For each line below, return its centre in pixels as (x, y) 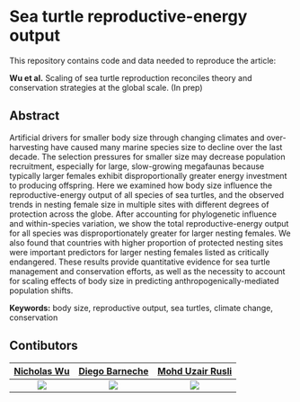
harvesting (29, 147)
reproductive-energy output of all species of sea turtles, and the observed (147, 194)
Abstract (35, 116)
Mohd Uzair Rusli (194, 371)
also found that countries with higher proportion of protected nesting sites (146, 242)
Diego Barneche (114, 371)
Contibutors (44, 346)
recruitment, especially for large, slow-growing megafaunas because (137, 166)
